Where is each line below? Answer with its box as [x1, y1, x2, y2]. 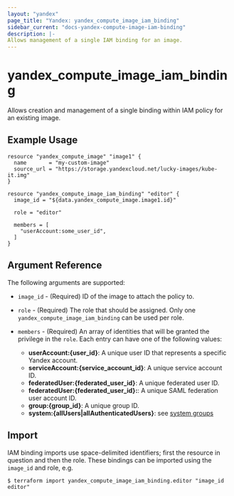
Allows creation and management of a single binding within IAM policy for [7, 106, 223, 114]
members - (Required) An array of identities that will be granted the [17, 327, 210, 335]
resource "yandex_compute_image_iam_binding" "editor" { [7, 190, 180, 198]
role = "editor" [14, 209, 62, 216]
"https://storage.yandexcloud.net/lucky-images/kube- [55, 165, 218, 173]
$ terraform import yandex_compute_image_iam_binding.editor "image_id [7, 477, 224, 484]
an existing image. [7, 114, 61, 122]
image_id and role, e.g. [7, 463, 73, 472]
